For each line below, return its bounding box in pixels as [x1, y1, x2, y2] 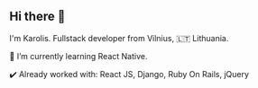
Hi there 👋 [9, 9, 66, 24]
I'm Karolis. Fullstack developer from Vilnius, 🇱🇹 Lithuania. [9, 32, 229, 43]
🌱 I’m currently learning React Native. [9, 50, 148, 61]
